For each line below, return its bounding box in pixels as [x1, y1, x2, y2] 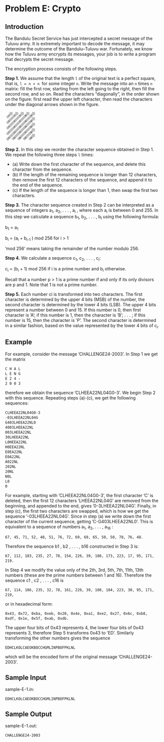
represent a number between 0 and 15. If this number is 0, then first [5, 307, 141, 313]
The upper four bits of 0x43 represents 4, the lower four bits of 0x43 [5, 625, 144, 631]
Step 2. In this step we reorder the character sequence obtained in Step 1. [5, 147, 154, 153]
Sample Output [5, 710, 52, 718]
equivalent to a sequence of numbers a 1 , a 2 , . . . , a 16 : [5, 524, 114, 530]
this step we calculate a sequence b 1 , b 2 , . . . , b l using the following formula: [5, 213, 159, 221]
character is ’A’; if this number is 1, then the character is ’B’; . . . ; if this [5, 312, 146, 318]
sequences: [5, 400, 29, 406]
